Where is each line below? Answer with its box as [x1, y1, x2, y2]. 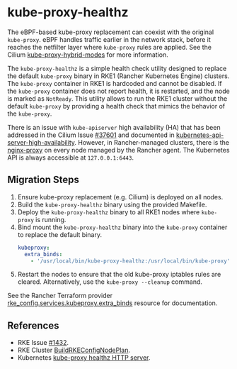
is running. [35, 215, 67, 224]
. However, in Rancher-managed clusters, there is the [74, 138, 230, 146]
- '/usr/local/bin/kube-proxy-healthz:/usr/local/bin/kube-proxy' [30, 257, 231, 265]
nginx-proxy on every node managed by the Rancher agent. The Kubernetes [7, 145, 230, 154]
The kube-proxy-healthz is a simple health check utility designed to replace [7, 64, 227, 72]
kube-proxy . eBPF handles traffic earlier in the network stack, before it [7, 35, 211, 43]
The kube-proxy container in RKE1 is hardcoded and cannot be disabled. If [7, 79, 222, 87]
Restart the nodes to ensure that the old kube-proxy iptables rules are [17, 270, 221, 279]
